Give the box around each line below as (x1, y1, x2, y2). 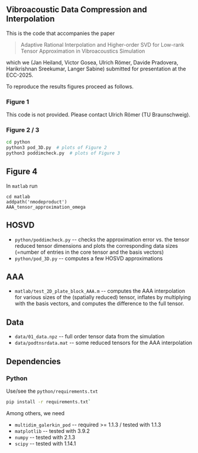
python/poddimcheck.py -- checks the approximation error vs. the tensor (14, 236, 190, 243)
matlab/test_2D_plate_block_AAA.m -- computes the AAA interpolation (14, 287, 185, 295)
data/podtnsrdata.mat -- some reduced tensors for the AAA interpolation (14, 339, 193, 347)
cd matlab (6, 193, 31, 200)
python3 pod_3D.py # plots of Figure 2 (6, 145, 108, 151)
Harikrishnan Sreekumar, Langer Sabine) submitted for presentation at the (6, 65, 186, 72)
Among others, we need (6, 409, 65, 416)
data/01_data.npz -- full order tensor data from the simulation (14, 333, 165, 340)
